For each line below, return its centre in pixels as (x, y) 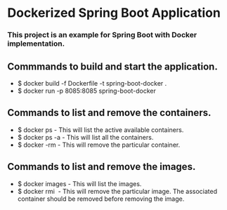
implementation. (36, 44)
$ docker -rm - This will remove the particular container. (99, 145)
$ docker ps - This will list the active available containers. (100, 130)
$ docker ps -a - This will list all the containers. (85, 137)
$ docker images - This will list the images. (79, 183)
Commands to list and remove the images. (102, 167)
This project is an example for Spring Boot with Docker (102, 35)
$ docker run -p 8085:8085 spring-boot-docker (86, 91)
